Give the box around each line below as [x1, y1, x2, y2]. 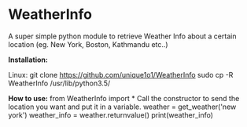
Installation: [8, 55, 49, 64]
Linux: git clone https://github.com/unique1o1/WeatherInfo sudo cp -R [8, 70, 234, 79]
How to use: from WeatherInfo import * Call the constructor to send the [8, 93, 240, 103]
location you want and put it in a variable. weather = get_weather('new [8, 102, 237, 111]
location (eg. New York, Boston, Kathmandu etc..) [8, 39, 168, 49]
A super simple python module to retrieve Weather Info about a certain [8, 31, 237, 41]
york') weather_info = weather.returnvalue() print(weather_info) [8, 110, 214, 119]
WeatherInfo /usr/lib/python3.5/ [8, 78, 111, 88]
